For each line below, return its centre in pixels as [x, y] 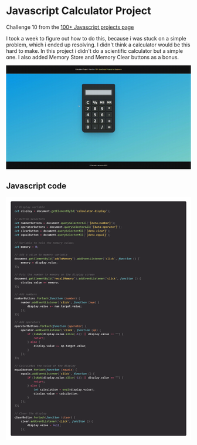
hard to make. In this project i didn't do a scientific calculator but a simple [95, 50]
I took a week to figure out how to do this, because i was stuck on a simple [96, 38]
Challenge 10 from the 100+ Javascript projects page [70, 27]
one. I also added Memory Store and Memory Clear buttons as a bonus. [93, 57]
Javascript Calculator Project [79, 11]
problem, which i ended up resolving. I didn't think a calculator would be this [98, 45]
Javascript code [36, 186]
